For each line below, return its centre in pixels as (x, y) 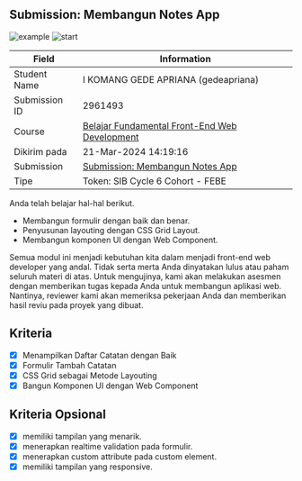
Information (185, 59)
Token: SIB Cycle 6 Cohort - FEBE (154, 181)
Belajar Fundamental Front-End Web (160, 125)
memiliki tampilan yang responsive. (87, 467)
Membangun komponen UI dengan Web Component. (120, 240)
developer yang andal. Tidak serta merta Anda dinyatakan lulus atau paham (149, 267)
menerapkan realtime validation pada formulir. (107, 446)
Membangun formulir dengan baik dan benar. (106, 221)
